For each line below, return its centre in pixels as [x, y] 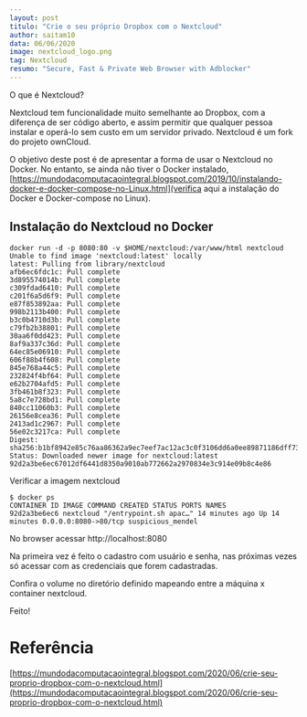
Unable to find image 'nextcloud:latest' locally [106, 256]
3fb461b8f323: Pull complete [65, 392]
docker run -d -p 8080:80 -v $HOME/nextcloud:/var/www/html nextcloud [147, 248]
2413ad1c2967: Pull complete [65, 424]
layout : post [34, 18]
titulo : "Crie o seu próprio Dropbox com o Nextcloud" [116, 26]
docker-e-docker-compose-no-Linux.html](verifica [106, 188]
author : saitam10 [42, 35]
